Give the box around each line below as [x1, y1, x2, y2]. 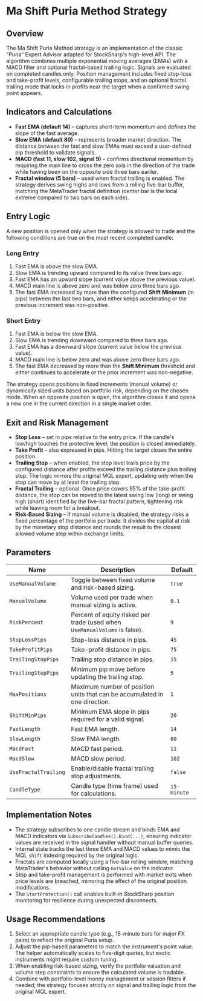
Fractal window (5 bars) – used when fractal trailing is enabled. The [14, 174, 185, 182]
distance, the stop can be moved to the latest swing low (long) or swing [14, 492, 193, 499]
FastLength [9, 725, 40, 732]
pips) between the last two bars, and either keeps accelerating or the [14, 295, 187, 302]
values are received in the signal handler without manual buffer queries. [14, 839, 194, 846]
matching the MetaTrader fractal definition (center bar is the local [14, 187, 178, 194]
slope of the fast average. [14, 129, 80, 137]
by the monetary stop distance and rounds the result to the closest [14, 524, 181, 531]
